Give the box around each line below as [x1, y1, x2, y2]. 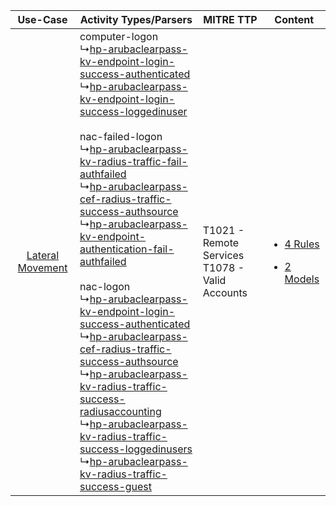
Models [284, 272, 320, 286]
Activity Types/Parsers [79, 13, 193, 26]
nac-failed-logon [79, 130, 163, 143]
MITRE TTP [203, 13, 258, 26]
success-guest [79, 480, 153, 493]
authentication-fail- [79, 242, 175, 256]
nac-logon [79, 280, 131, 293]
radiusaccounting [79, 405, 162, 418]
